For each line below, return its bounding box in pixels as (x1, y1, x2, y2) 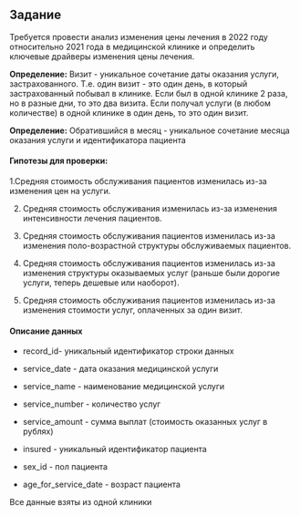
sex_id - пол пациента (22, 461, 108, 472)
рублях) (22, 426, 54, 437)
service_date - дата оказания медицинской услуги (22, 364, 219, 375)
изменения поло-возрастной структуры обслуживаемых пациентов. (22, 241, 292, 252)
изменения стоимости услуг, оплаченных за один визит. (22, 304, 243, 315)
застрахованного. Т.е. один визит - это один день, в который (9, 77, 248, 89)
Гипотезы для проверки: (9, 155, 109, 167)
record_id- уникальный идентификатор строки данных (22, 346, 234, 356)
